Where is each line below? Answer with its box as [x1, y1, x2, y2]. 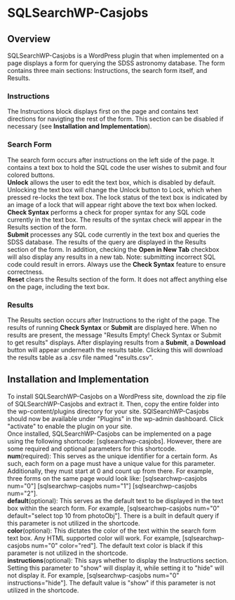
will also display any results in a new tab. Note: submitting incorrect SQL [7, 253, 216, 261]
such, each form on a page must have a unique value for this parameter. [7, 459, 216, 467]
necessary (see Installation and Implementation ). [7, 122, 152, 131]
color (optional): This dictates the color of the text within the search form [7, 526, 216, 535]
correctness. [7, 267, 44, 276]
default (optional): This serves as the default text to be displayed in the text [7, 496, 224, 505]
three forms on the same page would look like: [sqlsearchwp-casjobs [7, 474, 208, 482]
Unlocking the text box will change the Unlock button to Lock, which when [7, 185, 222, 194]
